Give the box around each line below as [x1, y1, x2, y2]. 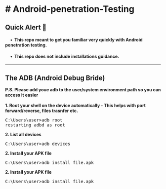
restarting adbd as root [5, 122, 65, 128]
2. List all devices [5, 132, 41, 138]
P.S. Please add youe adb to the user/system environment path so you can [5, 87, 161, 93]
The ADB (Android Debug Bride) [5, 74, 105, 82]
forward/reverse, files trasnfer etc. [5, 108, 78, 114]
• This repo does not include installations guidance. [10, 53, 120, 59]
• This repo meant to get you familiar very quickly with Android [10, 37, 143, 43]
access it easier [5, 92, 39, 98]
